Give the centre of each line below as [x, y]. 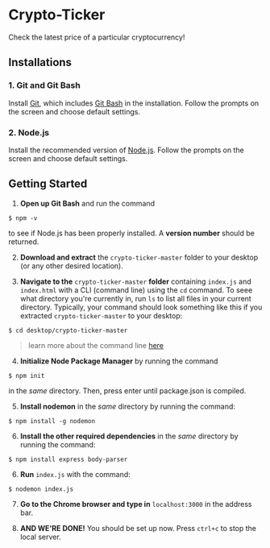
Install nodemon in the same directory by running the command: [128, 406]
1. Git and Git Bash [44, 85]
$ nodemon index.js [41, 489]
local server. [41, 537]
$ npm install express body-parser [68, 459]
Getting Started [48, 184]
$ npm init [27, 376]
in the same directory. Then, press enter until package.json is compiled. [127, 390]
